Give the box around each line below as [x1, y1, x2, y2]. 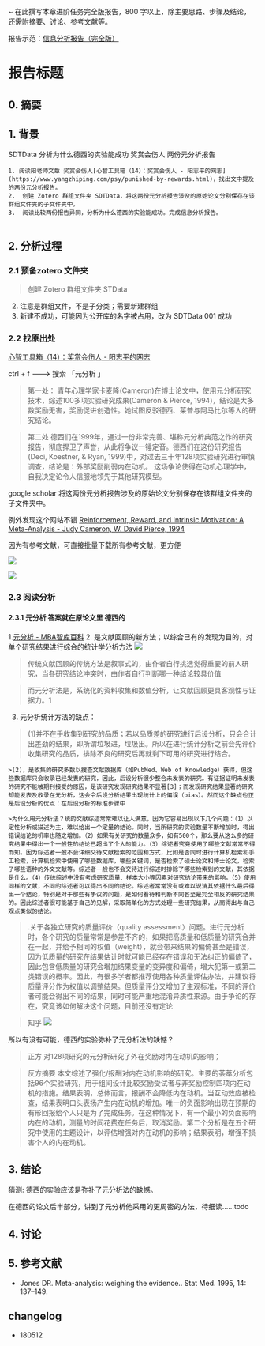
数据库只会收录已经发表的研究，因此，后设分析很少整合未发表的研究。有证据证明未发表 [13, 774, 255, 782]
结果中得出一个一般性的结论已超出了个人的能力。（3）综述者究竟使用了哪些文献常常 [13, 840, 244, 848]
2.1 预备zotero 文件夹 [8, 265, 88, 276]
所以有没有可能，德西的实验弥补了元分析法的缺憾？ [8, 1035, 174, 1044]
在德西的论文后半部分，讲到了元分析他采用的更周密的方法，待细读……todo [8, 1202, 250, 1212]
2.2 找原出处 [8, 333, 56, 344]
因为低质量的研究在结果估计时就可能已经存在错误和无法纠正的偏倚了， [27, 952, 256, 961]
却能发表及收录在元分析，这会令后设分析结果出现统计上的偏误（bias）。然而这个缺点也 [8, 791, 248, 799]
